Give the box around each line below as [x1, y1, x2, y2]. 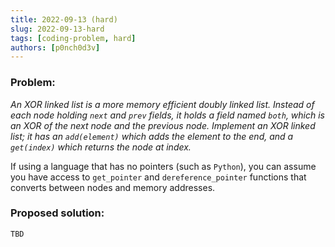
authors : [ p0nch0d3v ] [10, 42, 101, 53]
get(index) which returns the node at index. [10, 141, 192, 153]
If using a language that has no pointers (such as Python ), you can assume [10, 160, 317, 172]
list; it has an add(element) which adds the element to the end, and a [10, 130, 294, 142]
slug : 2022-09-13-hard [10, 24, 105, 34]
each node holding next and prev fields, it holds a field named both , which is [10, 109, 326, 121]
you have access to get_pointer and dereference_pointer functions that [10, 171, 307, 183]
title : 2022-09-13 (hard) [10, 14, 118, 25]
